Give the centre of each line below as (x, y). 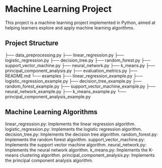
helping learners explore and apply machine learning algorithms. (70, 27)
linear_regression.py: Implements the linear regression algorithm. (70, 124)
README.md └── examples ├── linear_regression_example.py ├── (74, 76)
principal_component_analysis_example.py (48, 96)
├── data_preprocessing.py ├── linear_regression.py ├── (65, 55)
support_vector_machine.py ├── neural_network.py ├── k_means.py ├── (80, 65)
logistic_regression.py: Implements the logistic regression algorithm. (74, 129)
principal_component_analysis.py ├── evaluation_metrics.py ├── (71, 71)
